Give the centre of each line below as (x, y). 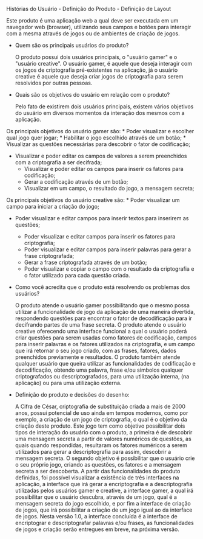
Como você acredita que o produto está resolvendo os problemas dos (102, 287)
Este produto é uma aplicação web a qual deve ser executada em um (92, 20)
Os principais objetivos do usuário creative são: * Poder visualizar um (93, 200)
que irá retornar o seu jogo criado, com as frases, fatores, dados (96, 350)
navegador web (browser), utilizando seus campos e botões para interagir (99, 27)
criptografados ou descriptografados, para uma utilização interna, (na (102, 376)
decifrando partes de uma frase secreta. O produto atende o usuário (101, 325)
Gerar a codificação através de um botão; (76, 182)
